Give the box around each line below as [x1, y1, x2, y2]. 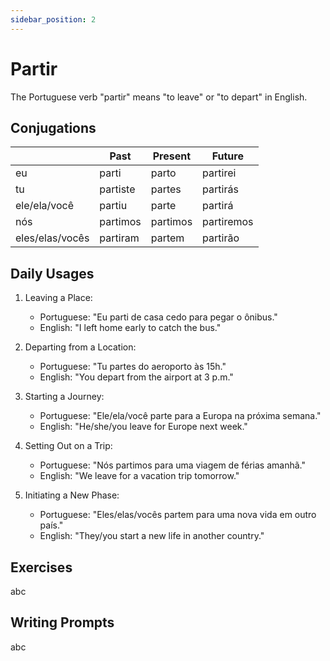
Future [211, 149, 244, 163]
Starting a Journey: [24, 391, 105, 403]
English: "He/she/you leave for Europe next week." [39, 421, 248, 433]
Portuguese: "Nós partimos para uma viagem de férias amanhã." [39, 459, 307, 471]
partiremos [202, 215, 254, 229]
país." [39, 519, 64, 531]
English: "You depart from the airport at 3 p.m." [39, 371, 234, 383]
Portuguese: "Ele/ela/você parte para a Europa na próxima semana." [39, 410, 322, 422]
